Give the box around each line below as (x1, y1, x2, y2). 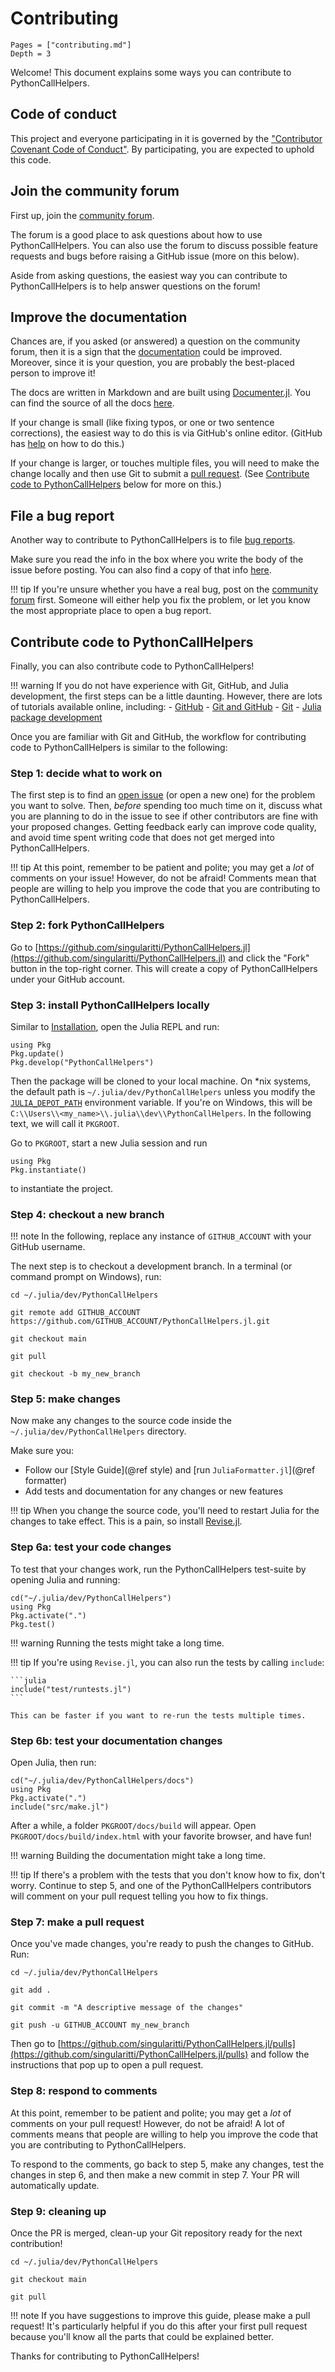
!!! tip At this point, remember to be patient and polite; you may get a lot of (10, 862, 315, 874)
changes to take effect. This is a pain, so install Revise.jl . (10, 1515, 243, 1527)
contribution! (10, 2237, 63, 2249)
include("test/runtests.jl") (10, 1684, 132, 1694)
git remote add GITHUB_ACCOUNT (10, 1308, 141, 1318)
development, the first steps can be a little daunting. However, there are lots (10, 690, 323, 702)
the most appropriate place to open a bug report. (10, 605, 212, 617)
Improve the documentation (10, 308, 188, 326)
